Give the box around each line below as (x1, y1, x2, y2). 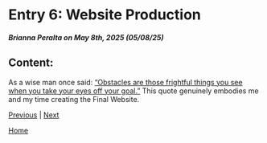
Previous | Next (8, 110, 60, 120)
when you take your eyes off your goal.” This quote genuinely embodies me (8, 86, 259, 96)
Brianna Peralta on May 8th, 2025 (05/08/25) (8, 32, 165, 42)
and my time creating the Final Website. (8, 94, 140, 104)
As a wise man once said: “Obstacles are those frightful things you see (8, 77, 243, 87)
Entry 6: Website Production (8, 6, 201, 24)
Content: (8, 56, 54, 70)
